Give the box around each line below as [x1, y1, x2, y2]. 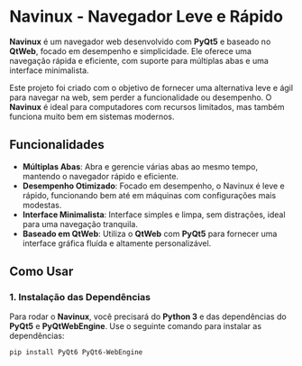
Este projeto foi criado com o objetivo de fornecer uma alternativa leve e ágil [9, 82, 294, 93]
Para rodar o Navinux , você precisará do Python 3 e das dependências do [9, 311, 287, 322]
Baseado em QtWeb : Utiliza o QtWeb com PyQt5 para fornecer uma [22, 228, 278, 239]
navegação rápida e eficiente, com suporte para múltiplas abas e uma [9, 55, 269, 66]
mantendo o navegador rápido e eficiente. [22, 170, 178, 181]
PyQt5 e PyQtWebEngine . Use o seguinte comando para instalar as [9, 321, 262, 332]
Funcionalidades [9, 137, 105, 152]
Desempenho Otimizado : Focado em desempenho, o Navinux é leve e [22, 180, 286, 191]
